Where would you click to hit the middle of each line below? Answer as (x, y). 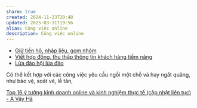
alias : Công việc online (37, 28)
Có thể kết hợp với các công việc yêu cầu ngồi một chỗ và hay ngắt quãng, (98, 75)
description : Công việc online (45, 34)
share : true (21, 12)
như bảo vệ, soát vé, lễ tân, (40, 81)
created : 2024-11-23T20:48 (40, 17)
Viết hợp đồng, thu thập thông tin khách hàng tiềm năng (84, 57)
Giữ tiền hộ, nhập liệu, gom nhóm (56, 50)
